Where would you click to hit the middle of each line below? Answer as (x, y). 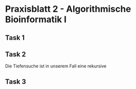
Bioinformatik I (36, 19)
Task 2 (16, 54)
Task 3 (16, 81)
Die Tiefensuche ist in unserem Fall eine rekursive (56, 66)
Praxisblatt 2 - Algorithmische (68, 9)
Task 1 (15, 38)
